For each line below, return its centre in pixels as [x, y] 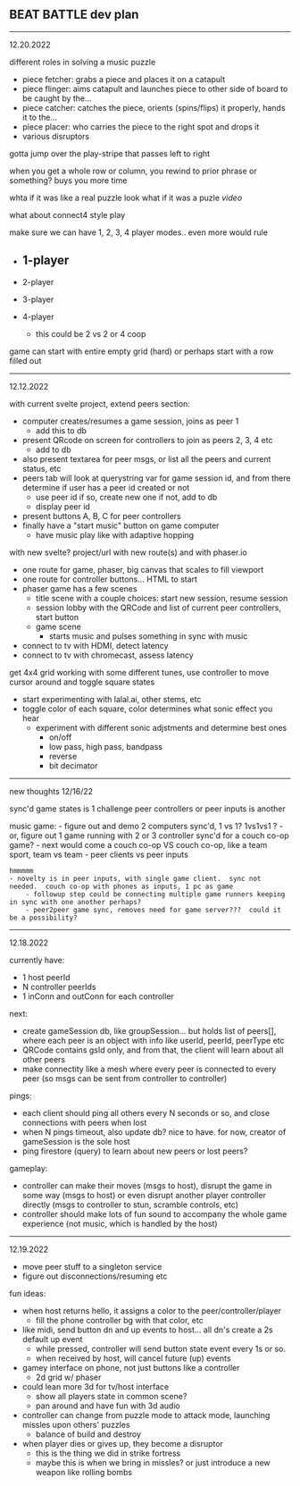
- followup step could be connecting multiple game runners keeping [155, 894]
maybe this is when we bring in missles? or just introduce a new [153, 1462]
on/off [60, 737]
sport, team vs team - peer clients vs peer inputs [99, 854]
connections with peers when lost [84, 1122]
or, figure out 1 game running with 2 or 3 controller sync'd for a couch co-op [150, 835]
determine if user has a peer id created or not [106, 487]
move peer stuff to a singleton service [92, 1266]
